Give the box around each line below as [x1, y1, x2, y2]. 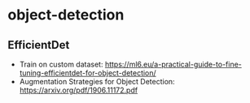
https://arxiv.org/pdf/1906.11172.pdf [19, 85, 138, 95]
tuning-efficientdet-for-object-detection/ [19, 68, 156, 78]
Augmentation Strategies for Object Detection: [19, 77, 176, 86]
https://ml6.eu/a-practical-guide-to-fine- [104, 59, 242, 69]
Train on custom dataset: [19, 59, 103, 69]
